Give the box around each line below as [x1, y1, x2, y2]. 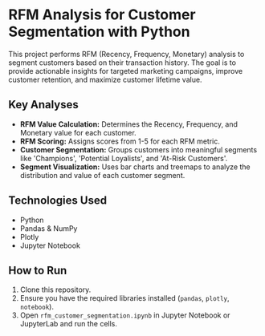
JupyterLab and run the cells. [19, 319, 118, 329]
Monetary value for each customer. [19, 128, 137, 137]
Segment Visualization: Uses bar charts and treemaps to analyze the [19, 162, 251, 172]
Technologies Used [8, 194, 107, 208]
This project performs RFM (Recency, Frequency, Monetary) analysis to [8, 49, 245, 59]
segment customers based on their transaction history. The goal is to [8, 58, 237, 67]
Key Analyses [8, 98, 79, 111]
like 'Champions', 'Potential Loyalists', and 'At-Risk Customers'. [19, 153, 228, 163]
